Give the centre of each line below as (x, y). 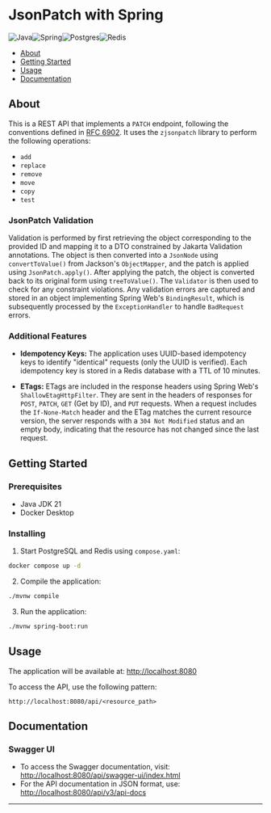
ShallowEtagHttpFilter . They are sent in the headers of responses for (136, 395)
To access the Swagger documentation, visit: (95, 767)
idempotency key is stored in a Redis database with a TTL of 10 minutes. (140, 371)
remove (31, 174)
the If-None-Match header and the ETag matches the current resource (136, 412)
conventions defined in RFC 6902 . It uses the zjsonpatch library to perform (133, 132)
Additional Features (48, 335)
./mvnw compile (34, 596)
